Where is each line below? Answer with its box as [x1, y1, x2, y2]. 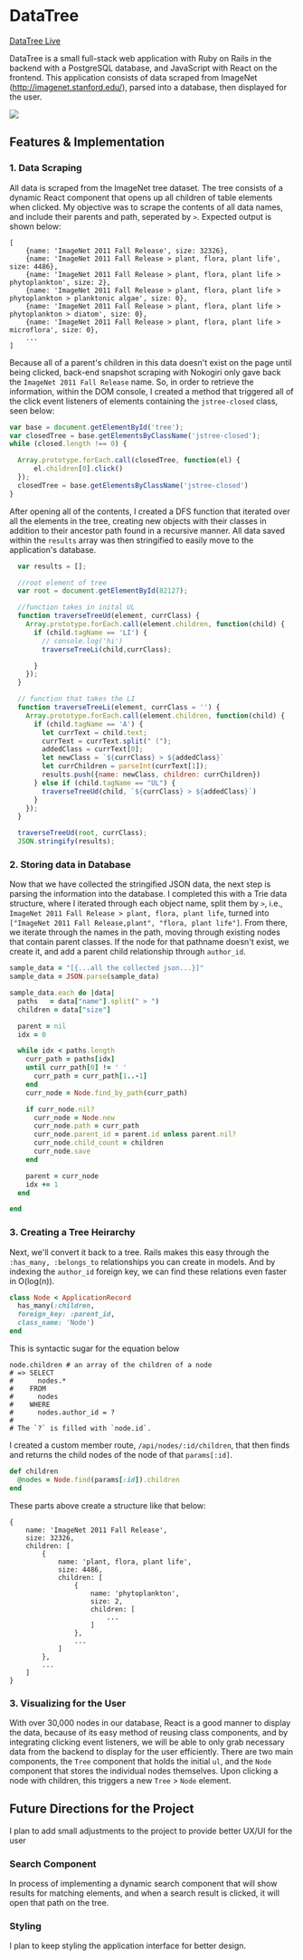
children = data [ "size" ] [17, 1005, 111, 1014]
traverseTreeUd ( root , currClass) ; [17, 829, 147, 838]
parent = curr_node [25, 1171, 99, 1181]
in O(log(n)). [9, 1275, 55, 1286]
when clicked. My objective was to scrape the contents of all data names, [9, 201, 283, 213]
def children [9, 1467, 59, 1476]
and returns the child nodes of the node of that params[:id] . [9, 1449, 233, 1460]
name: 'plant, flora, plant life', [57, 1557, 193, 1566]
